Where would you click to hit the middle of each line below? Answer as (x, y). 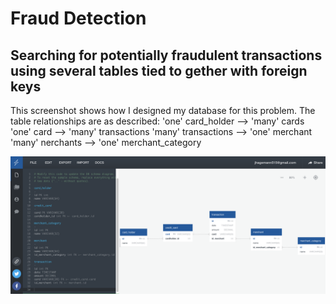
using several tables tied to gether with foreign (159, 70)
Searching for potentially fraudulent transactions (166, 55)
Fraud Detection (78, 18)
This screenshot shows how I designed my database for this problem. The (163, 110)
